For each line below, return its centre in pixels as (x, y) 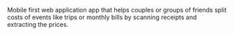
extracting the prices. (38, 24)
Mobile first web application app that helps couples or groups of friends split (117, 10)
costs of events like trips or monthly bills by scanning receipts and (102, 17)
